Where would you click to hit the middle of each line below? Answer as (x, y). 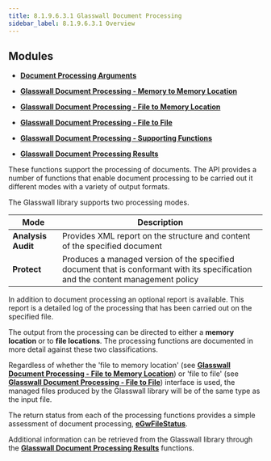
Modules (31, 56)
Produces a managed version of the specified (148, 260)
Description (161, 222)
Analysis (29, 236)
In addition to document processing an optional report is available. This (126, 299)
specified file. (31, 317)
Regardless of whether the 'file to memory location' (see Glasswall (120, 366)
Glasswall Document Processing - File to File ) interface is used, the (122, 383)
